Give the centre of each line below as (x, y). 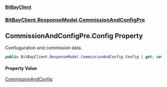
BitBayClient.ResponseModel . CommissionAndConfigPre (75, 20)
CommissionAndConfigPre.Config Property (74, 36)
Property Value (21, 68)
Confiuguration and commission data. (44, 48)
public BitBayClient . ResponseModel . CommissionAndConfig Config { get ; (80, 57)
